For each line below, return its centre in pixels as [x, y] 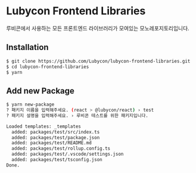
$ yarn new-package [30, 105]
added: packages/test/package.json [56, 138]
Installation [27, 47]
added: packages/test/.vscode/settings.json [68, 154]
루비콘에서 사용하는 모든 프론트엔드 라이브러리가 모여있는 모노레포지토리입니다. [98, 28]
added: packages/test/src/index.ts [56, 132]
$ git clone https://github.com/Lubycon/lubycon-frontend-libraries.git [98, 61]
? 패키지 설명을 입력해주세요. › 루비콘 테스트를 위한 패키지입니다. [77, 115]
